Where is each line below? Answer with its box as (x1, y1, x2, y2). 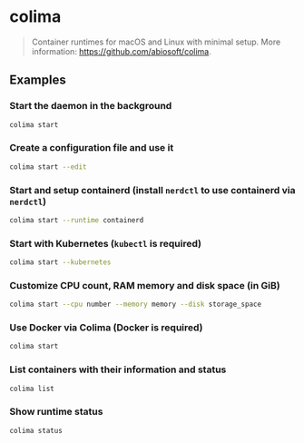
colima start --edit (9, 162, 88, 172)
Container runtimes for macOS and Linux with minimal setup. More (31, 36, 281, 47)
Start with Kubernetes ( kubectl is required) (9, 237, 202, 250)
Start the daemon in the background (9, 100, 172, 113)
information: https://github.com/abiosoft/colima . (31, 45, 211, 56)
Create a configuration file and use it (9, 142, 174, 154)
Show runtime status (9, 406, 103, 418)
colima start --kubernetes (9, 258, 112, 267)
